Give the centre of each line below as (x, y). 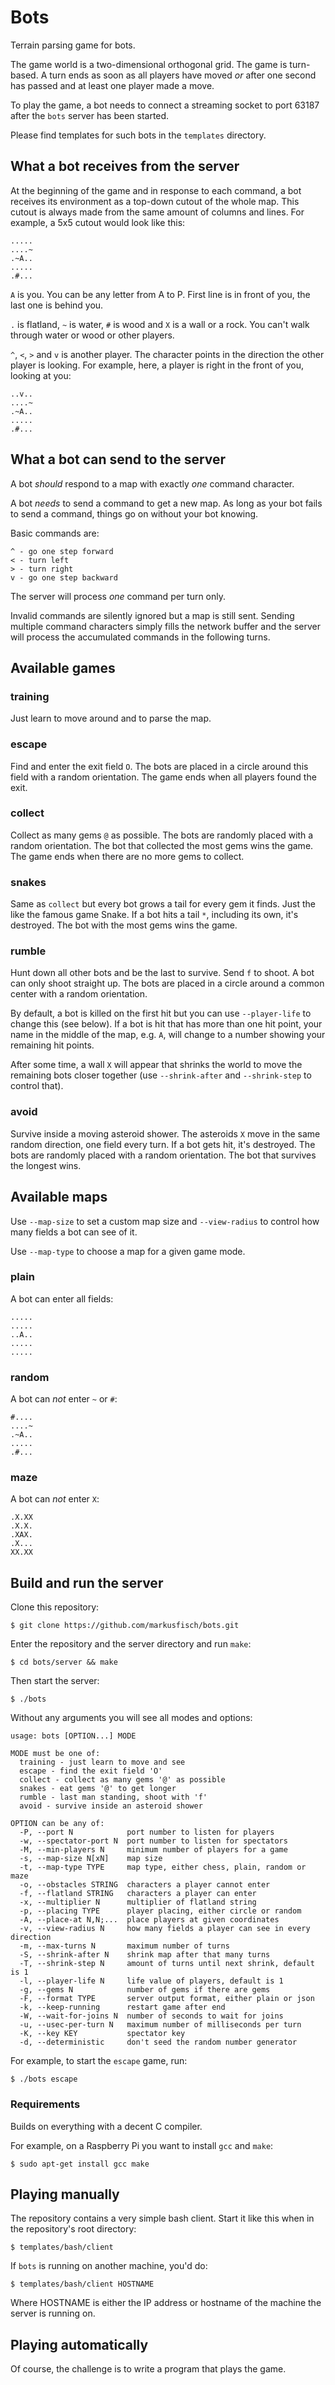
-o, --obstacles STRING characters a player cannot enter (145, 1885)
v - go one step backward (64, 577)
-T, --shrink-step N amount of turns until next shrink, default (167, 1964)
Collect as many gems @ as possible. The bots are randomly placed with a (162, 835)
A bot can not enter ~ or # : (64, 1399)
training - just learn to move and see (102, 1762)
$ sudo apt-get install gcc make (80, 2164)
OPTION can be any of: (57, 1824)
